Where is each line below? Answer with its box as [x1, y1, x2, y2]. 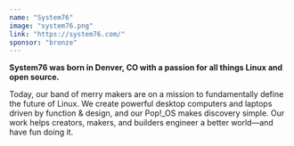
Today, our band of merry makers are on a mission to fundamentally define [9, 89, 284, 100]
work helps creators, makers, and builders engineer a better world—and [9, 118, 274, 128]
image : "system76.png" [9, 21, 94, 30]
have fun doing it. [9, 126, 74, 138]
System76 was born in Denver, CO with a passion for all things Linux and [9, 62, 283, 73]
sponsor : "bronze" [9, 37, 78, 47]
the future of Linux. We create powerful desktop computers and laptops [9, 99, 273, 109]
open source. [9, 72, 60, 83]
